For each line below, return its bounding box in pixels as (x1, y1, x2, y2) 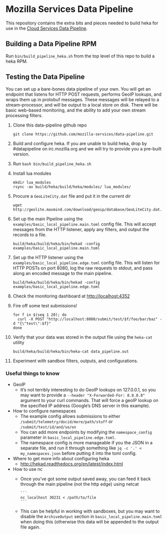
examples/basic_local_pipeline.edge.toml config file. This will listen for (12, 260, 160, 266)
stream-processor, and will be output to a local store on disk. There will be (5, 102, 158, 108)
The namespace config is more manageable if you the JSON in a (20, 439, 153, 445)
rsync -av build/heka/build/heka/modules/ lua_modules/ (12, 184, 131, 189)
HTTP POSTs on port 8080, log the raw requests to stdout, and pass (12, 265, 153, 271)
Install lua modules (12, 170, 52, 176)
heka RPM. (5, 58, 28, 64)
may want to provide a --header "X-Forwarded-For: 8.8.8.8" (20, 392, 146, 398)
